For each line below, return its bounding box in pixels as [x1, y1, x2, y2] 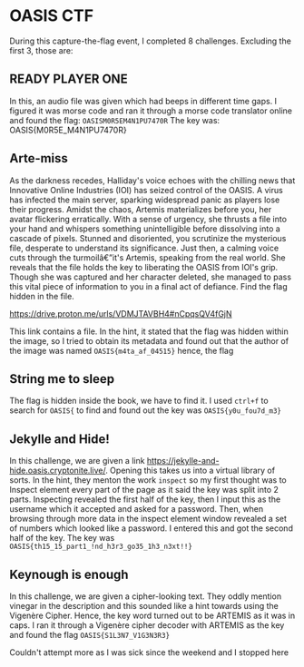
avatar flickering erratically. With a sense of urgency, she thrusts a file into [9, 213, 288, 224]
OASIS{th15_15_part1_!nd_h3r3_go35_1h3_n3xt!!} [9, 542, 193, 552]
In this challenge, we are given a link [9, 456, 145, 466]
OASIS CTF [9, 5, 93, 26]
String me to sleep [9, 371, 115, 387]
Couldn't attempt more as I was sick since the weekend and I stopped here [9, 647, 289, 658]
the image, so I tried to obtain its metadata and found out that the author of [9, 335, 289, 346]
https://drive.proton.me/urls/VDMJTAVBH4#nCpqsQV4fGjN [9, 308, 233, 319]
